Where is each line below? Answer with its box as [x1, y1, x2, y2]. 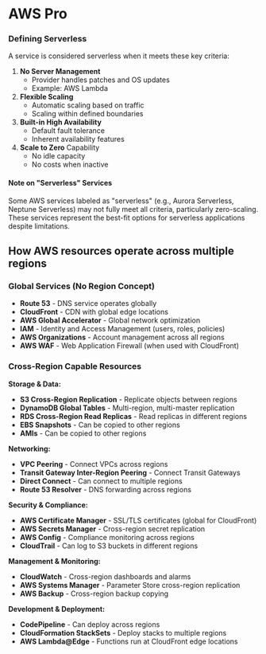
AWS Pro [8, 5, 67, 23]
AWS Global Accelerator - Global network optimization [19, 315, 201, 325]
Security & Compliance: [8, 499, 89, 510]
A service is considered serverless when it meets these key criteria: [8, 51, 230, 61]
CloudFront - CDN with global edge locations [19, 307, 169, 317]
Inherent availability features [31, 135, 125, 144]
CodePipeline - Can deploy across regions [19, 619, 160, 629]
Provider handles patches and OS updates [31, 75, 171, 84]
